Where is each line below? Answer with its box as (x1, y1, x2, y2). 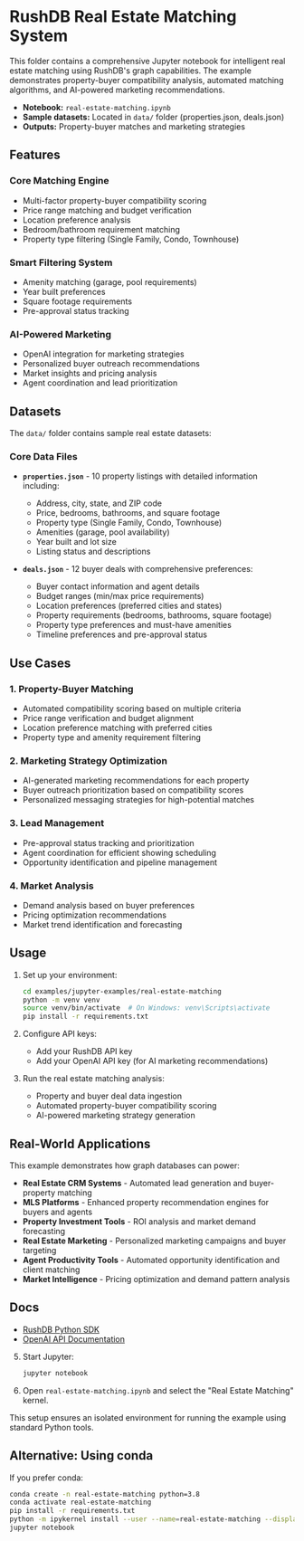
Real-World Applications (9, 1136, 151, 1151)
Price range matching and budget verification (22, 205, 192, 215)
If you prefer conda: (9, 1472, 84, 1483)
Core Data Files (9, 450, 79, 462)
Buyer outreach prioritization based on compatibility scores (22, 785, 244, 795)
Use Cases (9, 655, 71, 671)
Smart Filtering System (9, 256, 113, 269)
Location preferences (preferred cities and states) (35, 600, 223, 612)
